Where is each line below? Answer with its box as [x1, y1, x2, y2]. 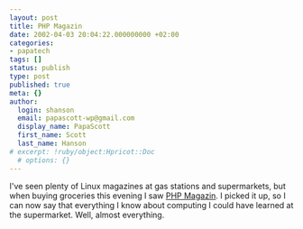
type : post [9, 72, 50, 81]
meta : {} [9, 88, 42, 97]
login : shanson [17, 105, 75, 114]
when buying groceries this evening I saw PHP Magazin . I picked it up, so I [9, 190, 286, 201]
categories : [9, 38, 54, 48]
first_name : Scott [17, 131, 87, 140]
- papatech [9, 47, 50, 56]
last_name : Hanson [17, 139, 87, 148]
